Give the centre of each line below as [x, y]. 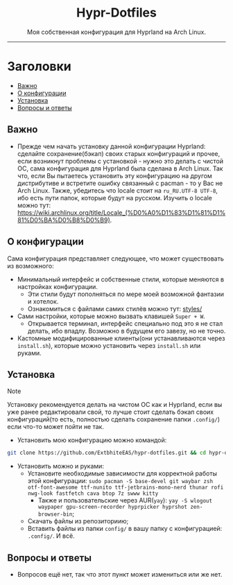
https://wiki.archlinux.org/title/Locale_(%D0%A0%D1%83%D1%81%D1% [121, 212]
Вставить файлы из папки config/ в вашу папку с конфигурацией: [125, 529]
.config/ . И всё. [51, 536]
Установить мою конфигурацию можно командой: [92, 440]
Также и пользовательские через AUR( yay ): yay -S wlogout [125, 500]
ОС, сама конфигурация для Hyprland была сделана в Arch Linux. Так [120, 168]
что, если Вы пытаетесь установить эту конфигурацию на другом [115, 175]
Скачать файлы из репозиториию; [78, 521]
